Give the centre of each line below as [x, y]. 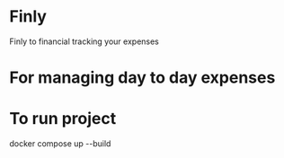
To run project [63, 119]
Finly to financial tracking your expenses [84, 41]
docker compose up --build [60, 144]
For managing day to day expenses [142, 78]
